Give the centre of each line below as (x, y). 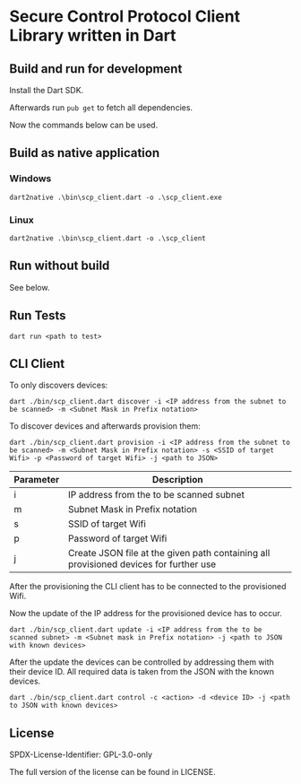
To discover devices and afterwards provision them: (105, 426)
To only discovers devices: (59, 385)
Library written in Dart (93, 35)
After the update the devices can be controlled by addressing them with (142, 662)
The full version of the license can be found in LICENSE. (113, 772)
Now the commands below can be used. (84, 125)
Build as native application (84, 153)
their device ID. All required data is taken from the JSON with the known (142, 672)
